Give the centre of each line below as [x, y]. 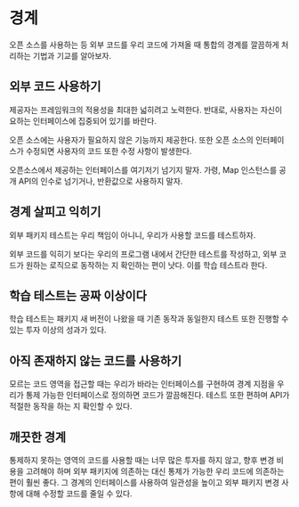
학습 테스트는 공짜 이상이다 [78, 295]
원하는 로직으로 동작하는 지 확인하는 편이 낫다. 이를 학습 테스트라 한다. [146, 265]
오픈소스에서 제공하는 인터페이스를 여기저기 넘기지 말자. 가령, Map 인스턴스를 [143, 169]
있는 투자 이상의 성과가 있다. [58, 330]
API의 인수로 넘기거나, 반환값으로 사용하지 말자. [101, 181]
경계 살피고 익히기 [55, 212]
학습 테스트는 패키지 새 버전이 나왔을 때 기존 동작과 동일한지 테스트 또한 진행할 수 [149, 319]
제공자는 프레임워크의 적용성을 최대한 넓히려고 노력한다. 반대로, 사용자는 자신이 [146, 110]
